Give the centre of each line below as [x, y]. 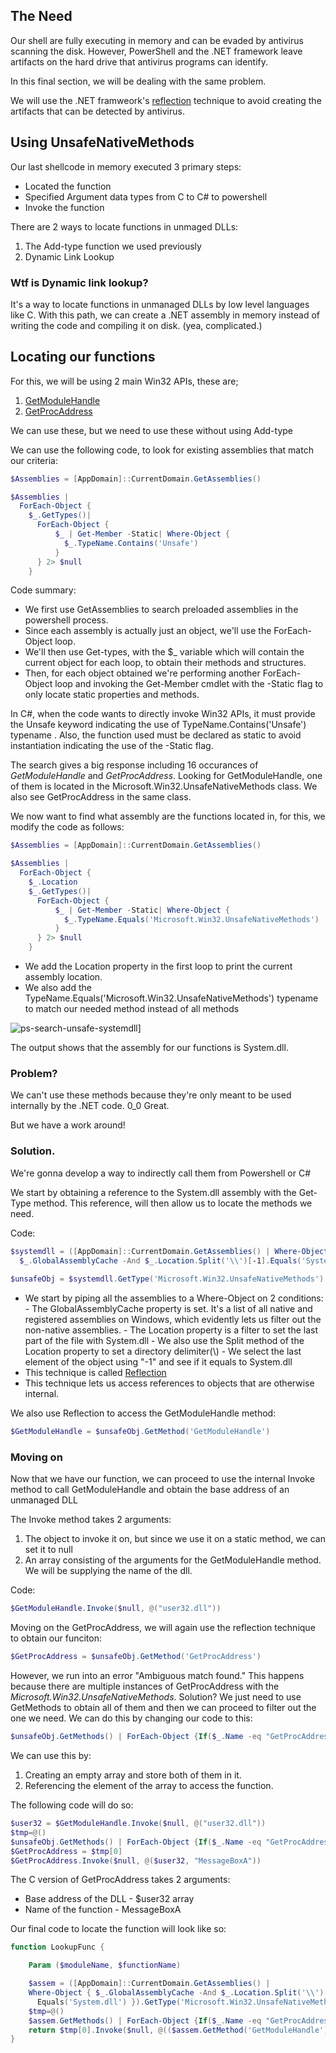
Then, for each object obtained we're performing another [142, 673]
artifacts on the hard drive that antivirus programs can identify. [139, 61]
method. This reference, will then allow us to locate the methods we [173, 1203]
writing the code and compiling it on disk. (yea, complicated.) [136, 325]
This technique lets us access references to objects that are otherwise [169, 1383]
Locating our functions [83, 357]
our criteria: [34, 460]
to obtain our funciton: [56, 1638]
